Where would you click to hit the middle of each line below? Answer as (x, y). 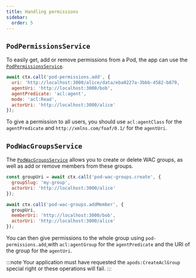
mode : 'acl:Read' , (35, 99)
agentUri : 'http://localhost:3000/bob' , (62, 88)
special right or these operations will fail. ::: (59, 268)
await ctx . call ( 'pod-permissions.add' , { (58, 77)
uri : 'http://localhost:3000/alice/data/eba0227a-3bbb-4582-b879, (96, 83)
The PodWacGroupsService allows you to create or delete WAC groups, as (94, 160)
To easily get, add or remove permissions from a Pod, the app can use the (97, 60)
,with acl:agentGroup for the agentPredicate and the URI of (118, 244)
